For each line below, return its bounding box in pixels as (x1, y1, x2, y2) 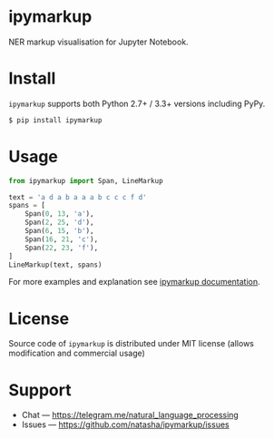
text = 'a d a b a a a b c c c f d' (8, 192, 147, 201)
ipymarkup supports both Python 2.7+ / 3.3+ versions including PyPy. (8, 98, 266, 109)
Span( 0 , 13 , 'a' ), (24, 210, 94, 219)
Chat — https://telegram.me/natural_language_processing (21, 410, 240, 421)
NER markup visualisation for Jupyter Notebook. (8, 36, 189, 47)
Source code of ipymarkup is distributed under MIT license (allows (8, 338, 255, 349)
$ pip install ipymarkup (8, 115, 103, 124)
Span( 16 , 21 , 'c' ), (24, 234, 99, 244)
